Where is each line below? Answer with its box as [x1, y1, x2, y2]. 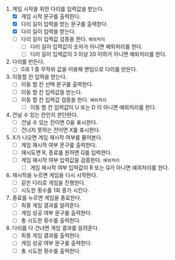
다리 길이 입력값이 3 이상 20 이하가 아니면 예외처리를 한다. [30, 51, 167, 58]
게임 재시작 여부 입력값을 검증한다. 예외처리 [21, 156, 120, 163]
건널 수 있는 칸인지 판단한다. [11, 111, 78, 118]
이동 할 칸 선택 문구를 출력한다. [21, 81, 94, 88]
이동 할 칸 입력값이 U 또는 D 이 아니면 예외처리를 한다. [30, 103, 157, 110]
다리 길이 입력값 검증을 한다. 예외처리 [21, 36, 106, 43]
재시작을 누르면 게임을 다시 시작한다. [11, 171, 98, 179]
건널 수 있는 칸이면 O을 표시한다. [21, 118, 98, 125]
